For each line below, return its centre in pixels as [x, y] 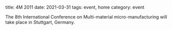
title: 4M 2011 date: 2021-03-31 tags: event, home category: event [75, 7]
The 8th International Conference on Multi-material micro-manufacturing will [86, 17]
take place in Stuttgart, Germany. [40, 22]
